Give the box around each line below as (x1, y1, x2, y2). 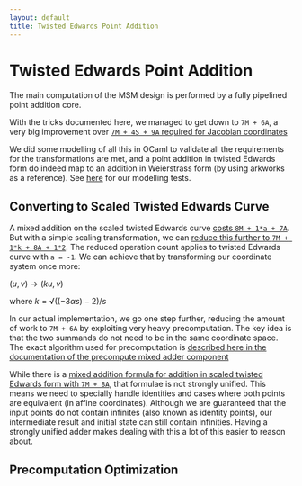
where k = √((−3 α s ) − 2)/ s (9, 296, 107, 307)
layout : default (9, 13, 70, 22)
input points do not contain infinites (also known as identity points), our (9, 407, 272, 418)
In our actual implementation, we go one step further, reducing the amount (9, 313, 286, 324)
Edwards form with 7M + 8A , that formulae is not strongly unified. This (9, 379, 267, 390)
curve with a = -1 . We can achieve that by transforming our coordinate (9, 251, 272, 262)
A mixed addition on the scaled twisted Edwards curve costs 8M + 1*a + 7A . (9, 222, 290, 234)
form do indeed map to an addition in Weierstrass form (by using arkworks (9, 163, 285, 174)
